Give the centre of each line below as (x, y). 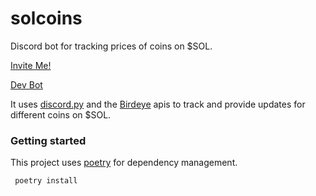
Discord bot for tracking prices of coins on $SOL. (111, 46)
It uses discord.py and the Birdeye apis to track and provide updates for (158, 104)
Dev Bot (26, 84)
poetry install (46, 181)
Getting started (48, 140)
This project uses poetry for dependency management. (124, 163)
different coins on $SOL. (61, 114)
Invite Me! (31, 65)
